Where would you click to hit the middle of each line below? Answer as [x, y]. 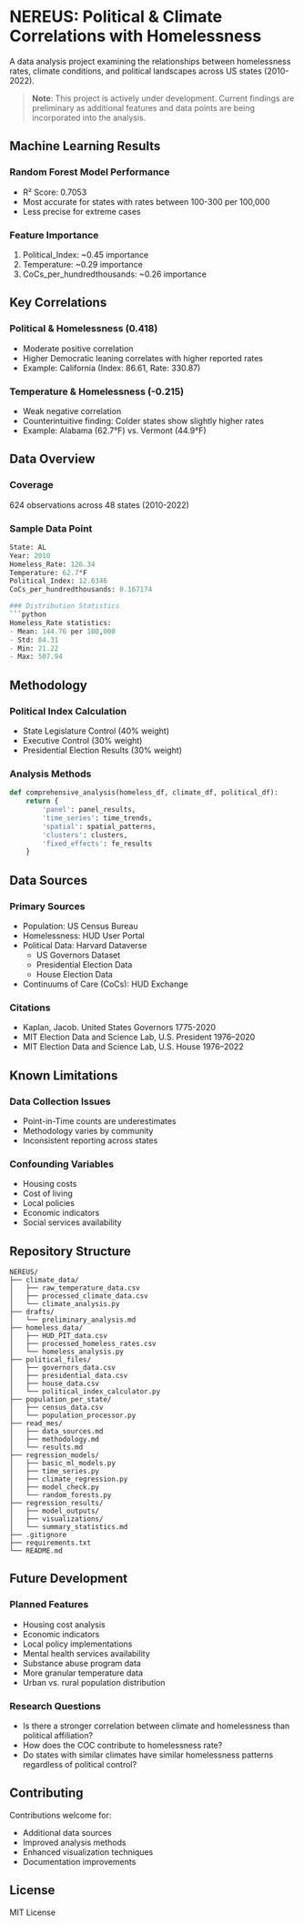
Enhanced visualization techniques [88, 1852]
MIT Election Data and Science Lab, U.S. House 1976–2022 [133, 1047]
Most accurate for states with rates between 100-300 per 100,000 [146, 201]
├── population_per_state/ [61, 1400]
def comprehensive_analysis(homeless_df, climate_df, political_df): [144, 793]
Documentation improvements [79, 1861]
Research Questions [56, 1706]
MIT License [33, 1912]
